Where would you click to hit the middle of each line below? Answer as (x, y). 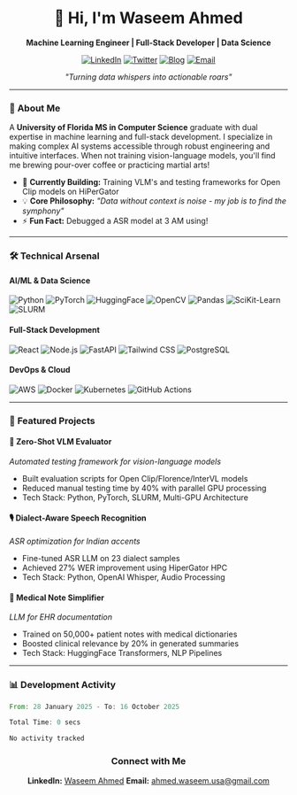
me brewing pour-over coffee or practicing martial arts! (110, 165)
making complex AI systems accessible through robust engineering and (140, 146)
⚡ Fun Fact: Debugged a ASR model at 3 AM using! (115, 221)
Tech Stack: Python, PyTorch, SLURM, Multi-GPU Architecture (135, 497)
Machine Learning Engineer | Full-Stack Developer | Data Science (148, 42)
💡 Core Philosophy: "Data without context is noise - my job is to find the (154, 201)
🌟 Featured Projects (52, 421)
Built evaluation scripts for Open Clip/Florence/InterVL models (135, 478)
